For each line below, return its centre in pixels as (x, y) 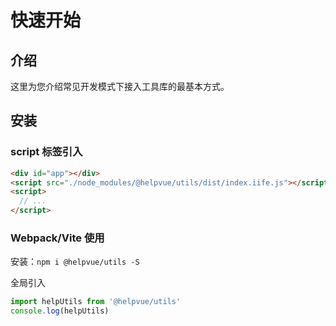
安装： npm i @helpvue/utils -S (75, 262)
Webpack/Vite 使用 (57, 238)
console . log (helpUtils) (60, 311)
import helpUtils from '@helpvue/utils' (96, 302)
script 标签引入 (46, 152)
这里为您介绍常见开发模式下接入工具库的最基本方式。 (120, 86)
